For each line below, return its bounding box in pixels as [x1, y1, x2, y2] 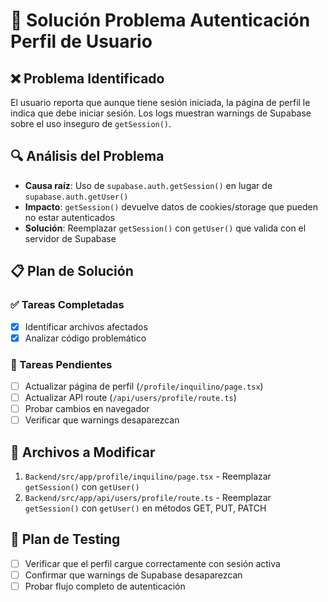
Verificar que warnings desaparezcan [24, 414, 180, 426]
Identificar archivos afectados [24, 320, 148, 333]
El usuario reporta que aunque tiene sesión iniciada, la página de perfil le [10, 97, 311, 108]
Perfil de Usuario [10, 30, 153, 53]
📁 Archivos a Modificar [10, 444, 156, 461]
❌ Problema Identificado [10, 70, 165, 87]
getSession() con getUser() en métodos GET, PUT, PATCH [24, 502, 267, 514]
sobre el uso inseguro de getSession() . [10, 118, 172, 129]
